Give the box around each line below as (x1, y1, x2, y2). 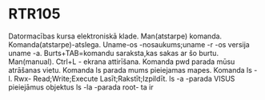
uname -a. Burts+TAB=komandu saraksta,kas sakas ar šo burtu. (8, 48, 219, 58)
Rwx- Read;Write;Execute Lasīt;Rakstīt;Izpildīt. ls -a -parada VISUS (14, 74, 235, 83)
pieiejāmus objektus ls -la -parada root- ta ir (8, 82, 154, 92)
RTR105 (8, 5, 61, 23)
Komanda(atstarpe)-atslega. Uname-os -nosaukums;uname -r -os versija (8, 39, 250, 49)
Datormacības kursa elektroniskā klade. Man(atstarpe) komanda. (8, 31, 223, 41)
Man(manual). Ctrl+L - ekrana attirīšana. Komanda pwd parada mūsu (8, 57, 235, 66)
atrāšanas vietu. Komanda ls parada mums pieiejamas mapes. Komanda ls (8, 65, 252, 74)
